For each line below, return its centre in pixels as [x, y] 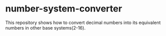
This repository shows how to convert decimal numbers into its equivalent [83, 22]
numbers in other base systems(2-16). [45, 27]
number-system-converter [64, 9]
